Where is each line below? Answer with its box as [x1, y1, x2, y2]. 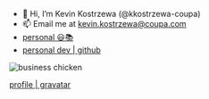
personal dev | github [21, 45, 101, 55]
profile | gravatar [9, 79, 71, 89]
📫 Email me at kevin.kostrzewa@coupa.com [21, 19, 187, 29]
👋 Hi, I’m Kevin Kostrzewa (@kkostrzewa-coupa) [21, 9, 201, 19]
